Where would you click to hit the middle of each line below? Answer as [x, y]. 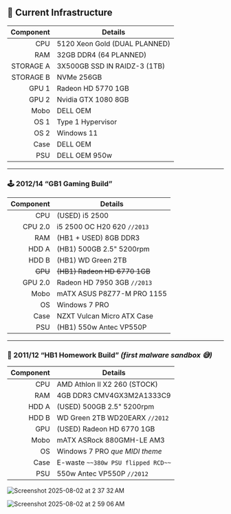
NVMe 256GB [79, 77]
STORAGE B [31, 77]
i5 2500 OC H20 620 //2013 [103, 227]
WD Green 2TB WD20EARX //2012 [113, 418]
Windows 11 [77, 133]
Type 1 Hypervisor [87, 122]
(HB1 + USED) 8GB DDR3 [98, 238]
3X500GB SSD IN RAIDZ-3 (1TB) [111, 66]
